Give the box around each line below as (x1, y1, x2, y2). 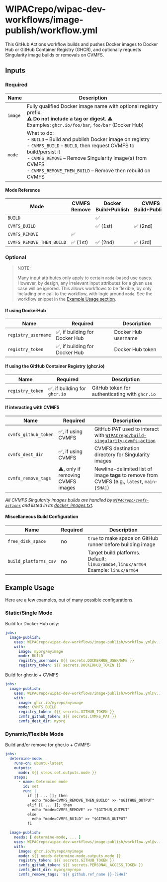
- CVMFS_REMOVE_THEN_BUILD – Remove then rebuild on (26, 167, 151, 174)
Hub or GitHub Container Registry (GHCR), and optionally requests (5, 46, 142, 52)
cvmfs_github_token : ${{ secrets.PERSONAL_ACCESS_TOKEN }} (18, 863, 143, 868)
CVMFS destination (94, 444, 140, 451)
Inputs (5, 66, 26, 75)
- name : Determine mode (18, 779, 68, 785)
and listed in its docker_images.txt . (22, 502, 93, 508)
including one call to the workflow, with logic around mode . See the (17, 291, 153, 297)
